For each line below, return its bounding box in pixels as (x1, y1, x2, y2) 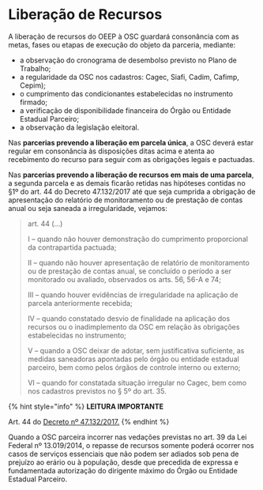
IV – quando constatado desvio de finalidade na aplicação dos (27, 314, 231, 323)
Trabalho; (19, 63, 51, 73)
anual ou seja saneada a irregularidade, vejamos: (8, 203, 168, 213)
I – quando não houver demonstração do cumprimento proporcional (27, 234, 249, 243)
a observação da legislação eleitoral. (19, 122, 140, 132)
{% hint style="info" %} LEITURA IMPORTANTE (8, 401, 164, 411)
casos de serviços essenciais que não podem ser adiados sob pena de (8, 449, 239, 458)
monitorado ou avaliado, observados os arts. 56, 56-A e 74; (27, 274, 221, 284)
